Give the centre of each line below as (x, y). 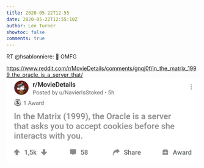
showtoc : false (26, 32)
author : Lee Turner (31, 26)
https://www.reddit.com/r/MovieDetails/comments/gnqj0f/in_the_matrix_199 (101, 68)
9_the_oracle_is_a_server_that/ (45, 75)
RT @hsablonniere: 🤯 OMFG (42, 57)
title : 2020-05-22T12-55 (38, 13)
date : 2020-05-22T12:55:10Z (42, 19)
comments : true (26, 39)
